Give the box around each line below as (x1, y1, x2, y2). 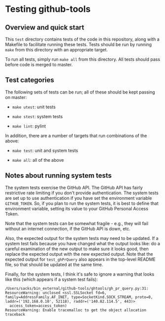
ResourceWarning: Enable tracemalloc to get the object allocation (5, 308, 147, 313)
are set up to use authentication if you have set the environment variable (5, 195, 152, 201)
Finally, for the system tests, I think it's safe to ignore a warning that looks (5, 271, 155, 277)
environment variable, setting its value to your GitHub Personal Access (5, 205, 149, 211)
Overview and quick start (5, 23, 85, 32)
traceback (5, 312, 26, 317)
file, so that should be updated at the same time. (5, 261, 103, 268)
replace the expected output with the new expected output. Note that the (5, 251, 153, 257)
